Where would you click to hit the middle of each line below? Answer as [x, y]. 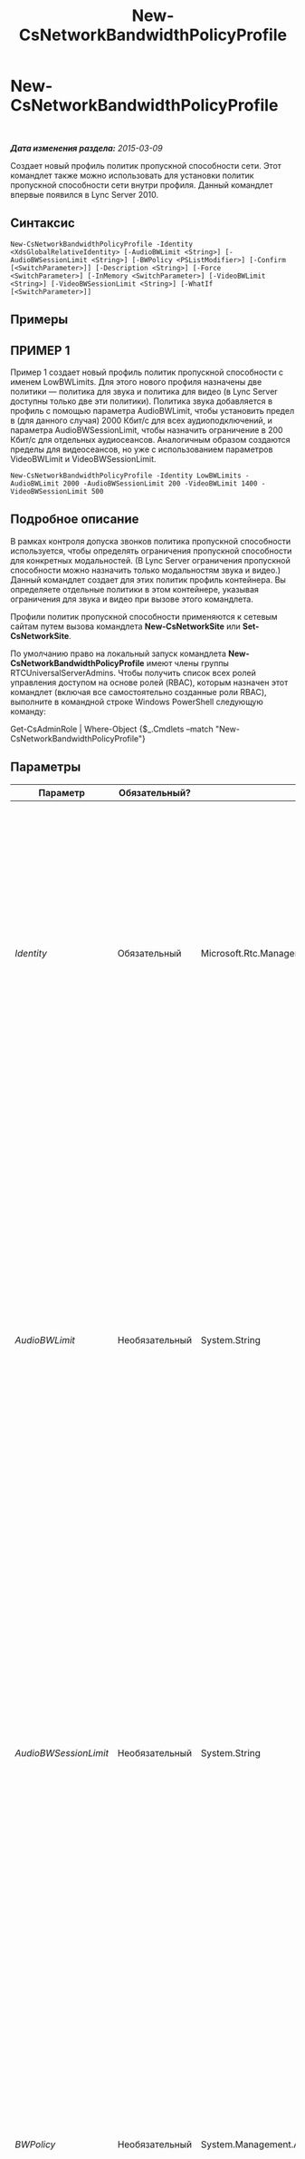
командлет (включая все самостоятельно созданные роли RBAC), [138, 692]
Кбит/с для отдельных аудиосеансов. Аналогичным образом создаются [150, 439]
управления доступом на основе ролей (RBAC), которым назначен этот [149, 682]
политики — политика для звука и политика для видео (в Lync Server [144, 391]
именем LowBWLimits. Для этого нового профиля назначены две [136, 381]
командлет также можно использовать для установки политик [132, 175]
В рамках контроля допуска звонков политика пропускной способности [151, 541]
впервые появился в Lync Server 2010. [85, 194]
